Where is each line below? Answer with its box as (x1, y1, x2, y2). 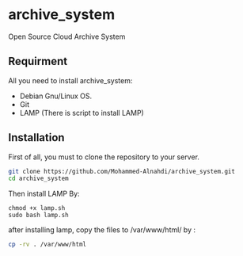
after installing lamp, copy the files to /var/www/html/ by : (8, 225, 196, 235)
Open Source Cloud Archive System (8, 32, 126, 41)
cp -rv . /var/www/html (8, 240, 87, 249)
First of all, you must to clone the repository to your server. (8, 152, 200, 162)
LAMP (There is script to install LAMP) (19, 108, 144, 117)
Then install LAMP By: (8, 189, 81, 199)
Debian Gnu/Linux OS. (19, 91, 93, 101)
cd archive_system (8, 174, 69, 183)
